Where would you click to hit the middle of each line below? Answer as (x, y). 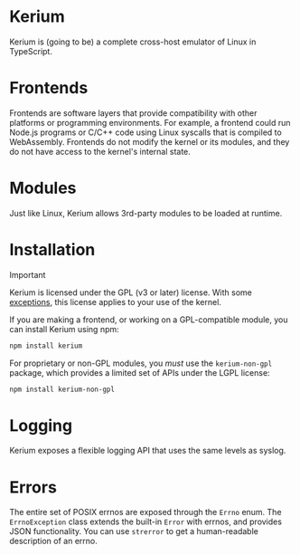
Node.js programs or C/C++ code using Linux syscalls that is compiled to (145, 132)
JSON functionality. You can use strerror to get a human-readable (134, 531)
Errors (33, 487)
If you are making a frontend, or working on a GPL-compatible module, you (149, 320)
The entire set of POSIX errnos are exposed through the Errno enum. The (145, 512)
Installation (52, 250)
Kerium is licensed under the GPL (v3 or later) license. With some (131, 292)
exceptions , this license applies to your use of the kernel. (115, 301)
